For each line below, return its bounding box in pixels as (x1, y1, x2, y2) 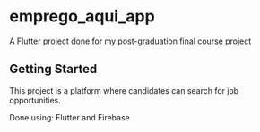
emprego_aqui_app (9, 6, 155, 27)
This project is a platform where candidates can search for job (9, 85, 239, 95)
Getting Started (9, 62, 98, 77)
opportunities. (9, 95, 61, 105)
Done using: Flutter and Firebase (9, 111, 130, 122)
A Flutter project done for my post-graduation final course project (9, 36, 252, 46)
